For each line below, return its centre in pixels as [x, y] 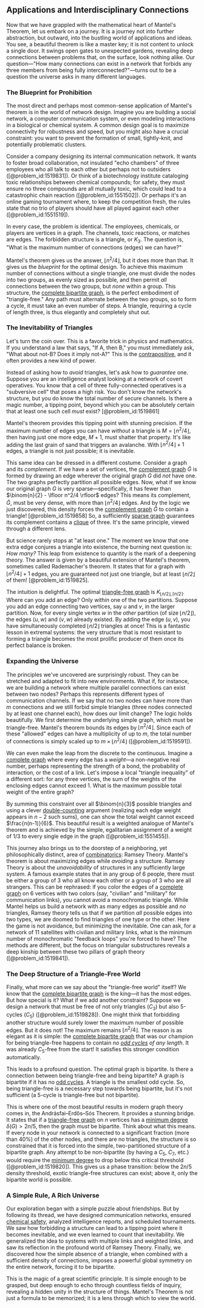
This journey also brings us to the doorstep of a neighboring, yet [87, 848]
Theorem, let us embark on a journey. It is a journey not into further [90, 31]
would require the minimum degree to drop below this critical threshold [95, 1160]
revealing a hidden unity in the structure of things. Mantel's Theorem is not [100, 1292]
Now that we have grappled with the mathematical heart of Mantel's [91, 24]
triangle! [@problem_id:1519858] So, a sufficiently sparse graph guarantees [100, 515]
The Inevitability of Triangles [49, 327]
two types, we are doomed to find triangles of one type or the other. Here [98, 919]
